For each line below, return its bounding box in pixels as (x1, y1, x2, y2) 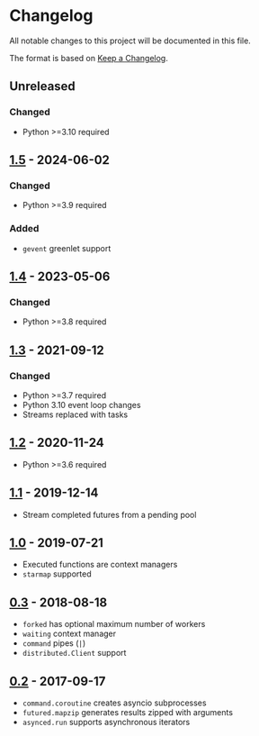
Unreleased (9, 78, 76, 95)
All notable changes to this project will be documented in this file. (9, 35, 252, 46)
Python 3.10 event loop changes (22, 399, 141, 410)
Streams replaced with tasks (22, 409, 129, 420)
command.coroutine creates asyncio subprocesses (22, 697, 207, 708)
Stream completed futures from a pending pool (22, 509, 197, 520)
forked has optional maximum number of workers (22, 619, 206, 630)
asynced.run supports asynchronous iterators (22, 717, 191, 728)
